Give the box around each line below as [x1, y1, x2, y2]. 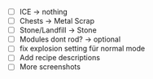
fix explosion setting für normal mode [19, 44, 146, 54]
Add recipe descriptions [19, 53, 101, 63]
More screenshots [19, 62, 81, 72]
